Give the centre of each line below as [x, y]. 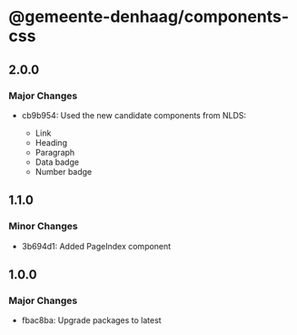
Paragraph [55, 152]
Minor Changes [43, 227]
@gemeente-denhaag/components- [149, 17]
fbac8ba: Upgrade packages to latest [91, 320]
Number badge [64, 171]
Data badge [57, 162]
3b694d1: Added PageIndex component [96, 246]
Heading [51, 142]
